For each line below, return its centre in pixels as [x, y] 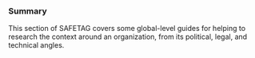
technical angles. [36, 45]
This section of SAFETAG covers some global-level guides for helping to [127, 29]
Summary [28, 11]
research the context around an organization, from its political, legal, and [128, 37]
